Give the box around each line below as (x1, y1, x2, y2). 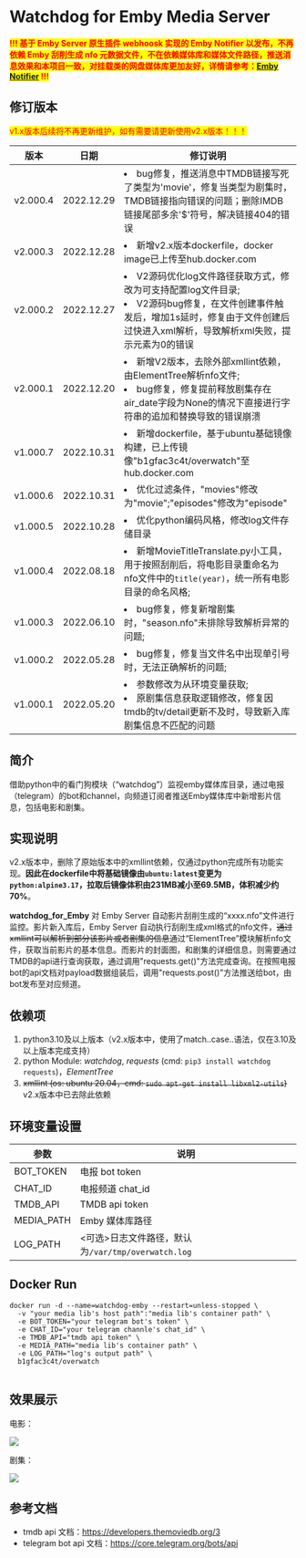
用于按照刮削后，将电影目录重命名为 (124, 558, 280, 571)
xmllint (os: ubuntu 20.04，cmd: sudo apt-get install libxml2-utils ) (22, 1078, 288, 1089)
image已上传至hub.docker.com (124, 253, 257, 265)
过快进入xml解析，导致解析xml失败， (124, 324, 282, 337)
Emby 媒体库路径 (79, 1215, 153, 1227)
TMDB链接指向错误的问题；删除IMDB (124, 194, 284, 207)
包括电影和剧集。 (25, 801, 89, 813)
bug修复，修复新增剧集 (136, 602, 236, 615)
